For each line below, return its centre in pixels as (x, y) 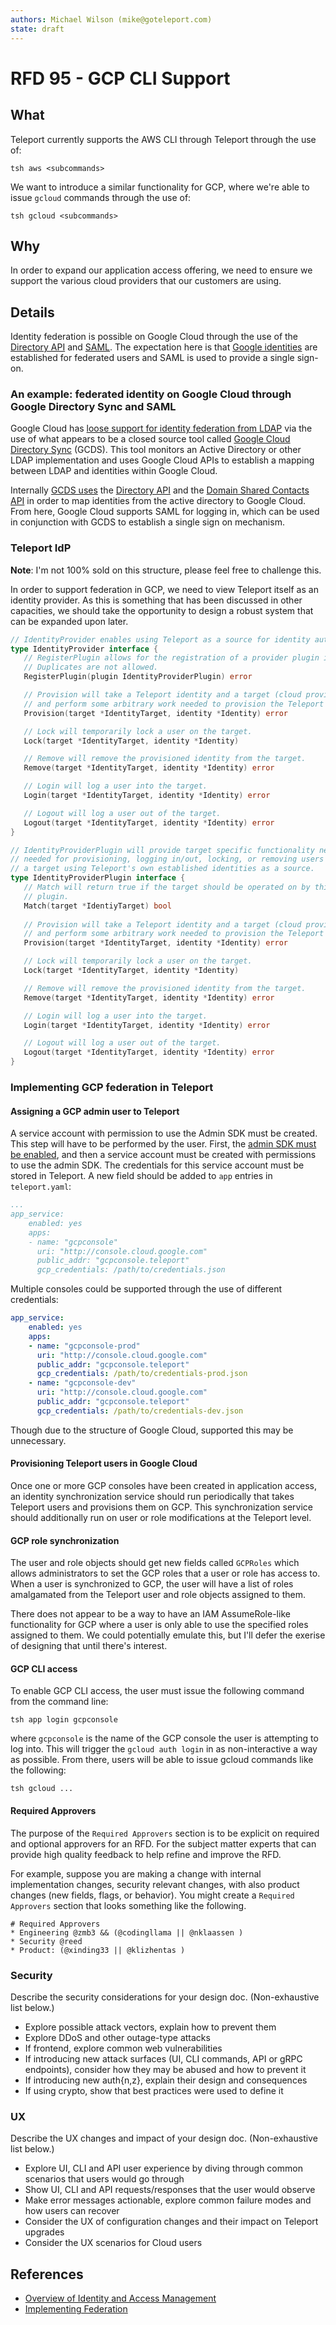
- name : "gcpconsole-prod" (84, 1346)
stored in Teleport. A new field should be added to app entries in (141, 1176)
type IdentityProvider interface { (84, 649)
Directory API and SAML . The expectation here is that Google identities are (164, 347)
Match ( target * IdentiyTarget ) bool (97, 906)
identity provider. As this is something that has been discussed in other (156, 600)
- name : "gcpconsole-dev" (82, 1383)
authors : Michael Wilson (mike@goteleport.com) (111, 19)
